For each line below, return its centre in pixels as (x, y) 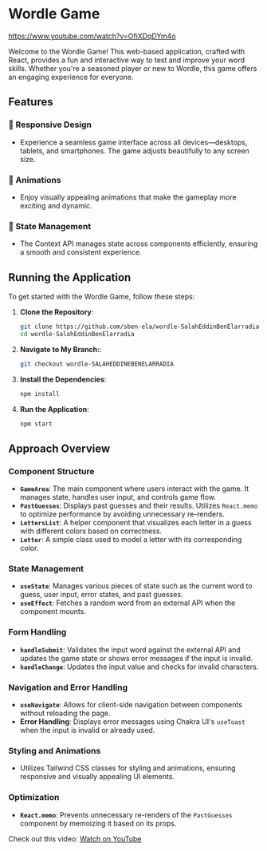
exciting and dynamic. (56, 205)
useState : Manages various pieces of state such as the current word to (136, 586)
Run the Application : (54, 409)
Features (31, 102)
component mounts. (53, 612)
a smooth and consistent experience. (80, 252)
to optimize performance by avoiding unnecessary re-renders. (122, 514)
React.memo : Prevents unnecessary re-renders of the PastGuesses (126, 814)
